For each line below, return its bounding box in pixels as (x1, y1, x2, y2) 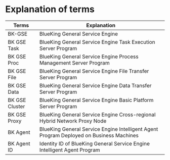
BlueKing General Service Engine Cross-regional (39, 111, 156, 118)
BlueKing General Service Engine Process (39, 53, 139, 60)
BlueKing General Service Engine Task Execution (39, 38, 155, 45)
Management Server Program (39, 59, 110, 66)
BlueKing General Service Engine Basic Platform (39, 96, 154, 103)
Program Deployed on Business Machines (39, 132, 139, 139)
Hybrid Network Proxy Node (39, 117, 107, 124)
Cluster (8, 102, 25, 110)
